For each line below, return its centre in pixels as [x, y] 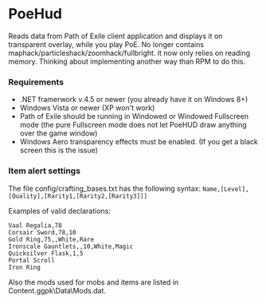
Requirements [36, 82]
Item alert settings [45, 171]
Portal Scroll [32, 260]
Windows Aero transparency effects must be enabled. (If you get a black [139, 142]
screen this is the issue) [59, 150]
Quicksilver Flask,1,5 [46, 253]
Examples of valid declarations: [60, 211]
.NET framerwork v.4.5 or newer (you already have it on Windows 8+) [134, 100]
